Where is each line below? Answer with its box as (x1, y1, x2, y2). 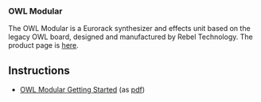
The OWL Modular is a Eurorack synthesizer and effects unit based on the (8, 24, 251, 33)
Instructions (8, 64, 70, 77)
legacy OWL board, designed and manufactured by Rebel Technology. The (8, 32, 253, 41)
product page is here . (8, 41, 80, 50)
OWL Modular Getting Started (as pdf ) (19, 85, 146, 95)
